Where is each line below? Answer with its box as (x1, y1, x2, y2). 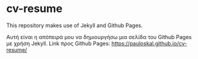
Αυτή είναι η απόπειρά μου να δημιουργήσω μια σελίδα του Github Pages (6, 33, 193, 40)
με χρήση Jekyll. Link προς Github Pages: (6, 40, 111, 47)
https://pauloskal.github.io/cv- (111, 40, 187, 47)
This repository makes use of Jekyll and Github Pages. (6, 22, 143, 29)
